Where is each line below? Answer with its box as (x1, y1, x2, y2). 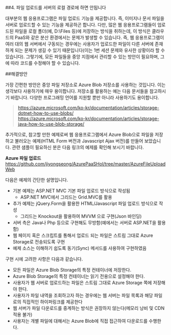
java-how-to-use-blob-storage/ (17, 121, 85, 127)
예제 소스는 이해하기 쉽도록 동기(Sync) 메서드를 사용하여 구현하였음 (12, 245, 147, 251)
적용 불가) (12, 312, 33, 318)
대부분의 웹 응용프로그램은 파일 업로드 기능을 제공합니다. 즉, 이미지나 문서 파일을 (5, 15, 165, 21)
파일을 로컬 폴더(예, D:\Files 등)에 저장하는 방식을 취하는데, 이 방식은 (14, 28, 151, 34)
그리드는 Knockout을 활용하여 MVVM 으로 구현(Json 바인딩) (20, 213, 142, 219)
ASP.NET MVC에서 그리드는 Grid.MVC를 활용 (20, 194, 112, 200)
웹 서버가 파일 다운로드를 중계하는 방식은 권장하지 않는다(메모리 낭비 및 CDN (12, 305, 165, 311)
